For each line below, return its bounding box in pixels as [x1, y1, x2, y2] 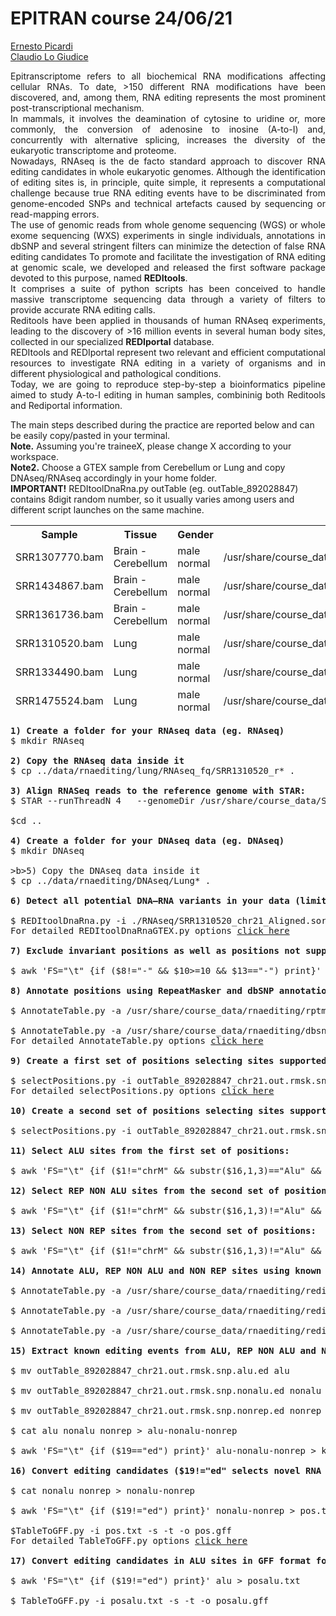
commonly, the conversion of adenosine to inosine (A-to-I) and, [10, 123, 326, 135]
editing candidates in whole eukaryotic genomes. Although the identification [10, 165, 326, 177]
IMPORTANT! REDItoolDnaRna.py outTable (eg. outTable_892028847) [10, 482, 299, 494]
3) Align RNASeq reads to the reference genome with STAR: [10, 785, 307, 796]
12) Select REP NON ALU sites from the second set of [10, 1185, 280, 1196]
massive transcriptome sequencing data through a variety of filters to [10, 293, 326, 305]
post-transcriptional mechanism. [10, 102, 145, 114]
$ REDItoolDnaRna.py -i [10, 915, 127, 926]
